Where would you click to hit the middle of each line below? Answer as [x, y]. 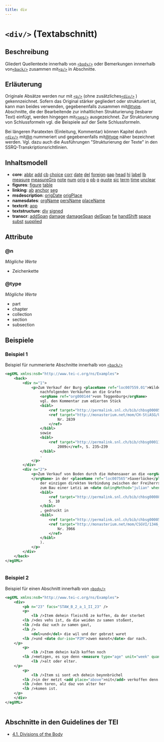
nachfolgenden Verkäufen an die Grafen [80, 392]
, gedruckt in [54, 511]
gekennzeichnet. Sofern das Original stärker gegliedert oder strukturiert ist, [81, 102]
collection [22, 314]
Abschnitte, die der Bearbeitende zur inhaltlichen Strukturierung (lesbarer [79, 112]
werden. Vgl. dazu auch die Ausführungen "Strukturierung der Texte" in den [81, 142]
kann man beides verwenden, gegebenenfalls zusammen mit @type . [73, 106]
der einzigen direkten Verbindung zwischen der [89, 483]
